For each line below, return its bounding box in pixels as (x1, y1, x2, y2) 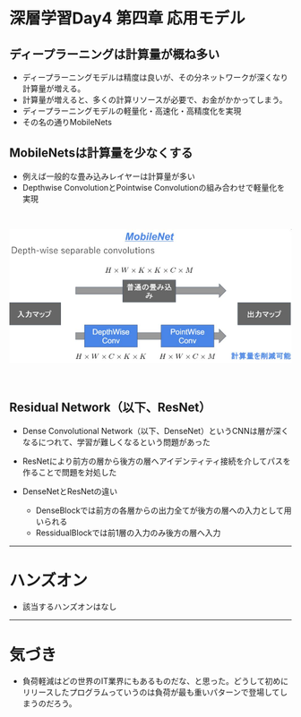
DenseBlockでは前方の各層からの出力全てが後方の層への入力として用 (35, 505, 292, 516)
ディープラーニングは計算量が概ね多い (9, 47, 220, 62)
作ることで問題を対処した (21, 466, 117, 477)
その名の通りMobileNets (21, 117, 112, 127)
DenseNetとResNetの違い (21, 485, 118, 497)
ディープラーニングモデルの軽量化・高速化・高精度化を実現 (21, 106, 242, 116)
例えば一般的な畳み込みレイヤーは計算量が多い (21, 171, 195, 182)
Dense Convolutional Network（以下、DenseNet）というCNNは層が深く (21, 425, 289, 436)
